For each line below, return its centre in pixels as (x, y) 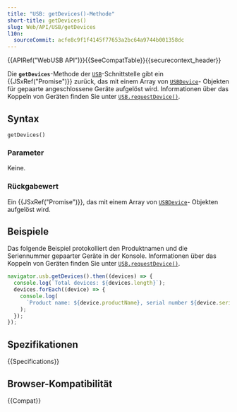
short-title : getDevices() (47, 20)
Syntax (23, 118)
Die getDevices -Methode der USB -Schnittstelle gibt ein (85, 74)
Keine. (17, 168)
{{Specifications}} (34, 362)
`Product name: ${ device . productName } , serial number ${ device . (122, 302)
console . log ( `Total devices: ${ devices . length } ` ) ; (90, 283)
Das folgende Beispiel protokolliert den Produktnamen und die (98, 249)
